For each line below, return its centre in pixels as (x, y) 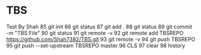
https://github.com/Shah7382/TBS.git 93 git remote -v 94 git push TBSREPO (101, 39)
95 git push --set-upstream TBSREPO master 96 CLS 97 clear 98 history (96, 46)
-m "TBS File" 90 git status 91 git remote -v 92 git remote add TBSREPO (95, 33)
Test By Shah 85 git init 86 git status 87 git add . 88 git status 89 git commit (99, 27)
